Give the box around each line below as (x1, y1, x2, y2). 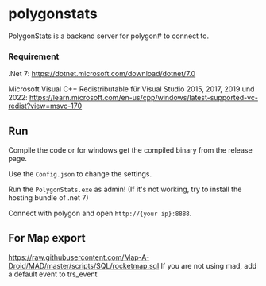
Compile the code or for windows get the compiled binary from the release (8, 145, 253, 155)
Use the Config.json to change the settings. (8, 169, 152, 179)
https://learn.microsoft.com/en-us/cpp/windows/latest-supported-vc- (29, 93, 259, 102)
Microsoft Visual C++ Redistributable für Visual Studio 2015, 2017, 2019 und (8, 84, 255, 94)
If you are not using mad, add (160, 261, 257, 270)
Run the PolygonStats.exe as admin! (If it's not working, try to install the (8, 184, 242, 195)
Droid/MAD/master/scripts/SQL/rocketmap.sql (8, 261, 160, 270)
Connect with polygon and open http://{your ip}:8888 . (8, 208, 192, 218)
